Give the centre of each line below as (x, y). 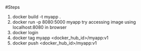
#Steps (12, 7)
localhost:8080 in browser (39, 27)
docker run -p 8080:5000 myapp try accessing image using (74, 22)
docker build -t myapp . (36, 17)
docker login (25, 32)
